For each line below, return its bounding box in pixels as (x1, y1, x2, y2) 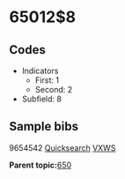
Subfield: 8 (21, 93, 62, 104)
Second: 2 (34, 85, 73, 94)
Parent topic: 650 (9, 160, 72, 170)
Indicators (21, 65, 59, 76)
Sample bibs (9, 119, 79, 134)
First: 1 (34, 75, 60, 86)
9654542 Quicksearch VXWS (9, 142, 116, 153)
